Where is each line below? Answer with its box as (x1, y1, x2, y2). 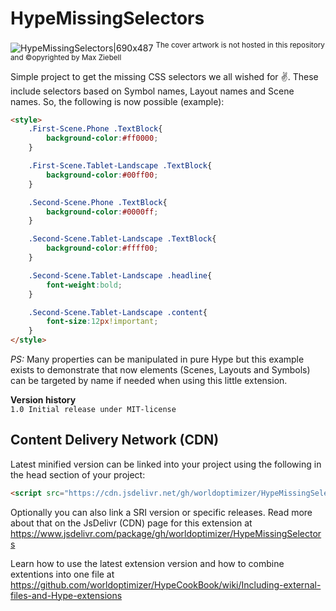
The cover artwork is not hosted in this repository (155, 40, 325, 50)
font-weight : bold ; (46, 280, 123, 290)
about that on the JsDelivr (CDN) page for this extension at (10, 517, 253, 529)
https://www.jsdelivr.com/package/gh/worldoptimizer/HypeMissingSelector (10, 527, 322, 539)
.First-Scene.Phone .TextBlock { (28, 124, 163, 134)
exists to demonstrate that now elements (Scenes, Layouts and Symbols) (10, 364, 311, 376)
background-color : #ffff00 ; (46, 243, 159, 254)
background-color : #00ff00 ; (46, 170, 159, 180)
